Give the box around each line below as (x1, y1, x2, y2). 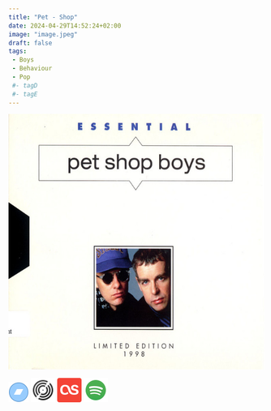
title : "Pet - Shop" (8, 13, 79, 21)
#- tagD (11, 81, 38, 89)
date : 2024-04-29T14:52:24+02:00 (8, 21, 122, 30)
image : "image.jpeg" (8, 30, 79, 38)
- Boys (11, 56, 35, 64)
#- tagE (11, 90, 38, 98)
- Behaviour (11, 65, 53, 73)
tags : (8, 47, 27, 56)
